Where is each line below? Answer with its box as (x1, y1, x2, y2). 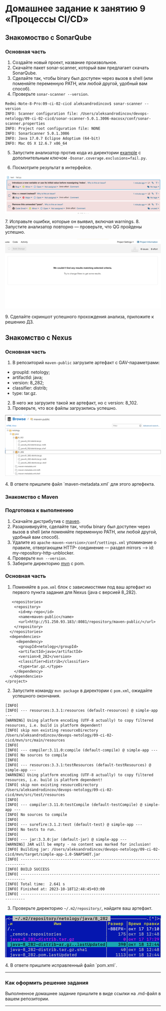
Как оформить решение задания (5, 979, 89, 986)
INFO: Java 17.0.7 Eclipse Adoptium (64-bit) (5, 136, 100, 141)
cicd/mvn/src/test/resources (5, 792, 65, 797)
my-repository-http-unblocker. (12, 550, 75, 556)
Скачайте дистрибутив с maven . (12, 518, 81, 524)
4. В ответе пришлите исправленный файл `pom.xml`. (5, 962, 118, 968)
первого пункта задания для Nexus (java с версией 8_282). (12, 589, 137, 595)
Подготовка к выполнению (5, 507, 74, 514)
